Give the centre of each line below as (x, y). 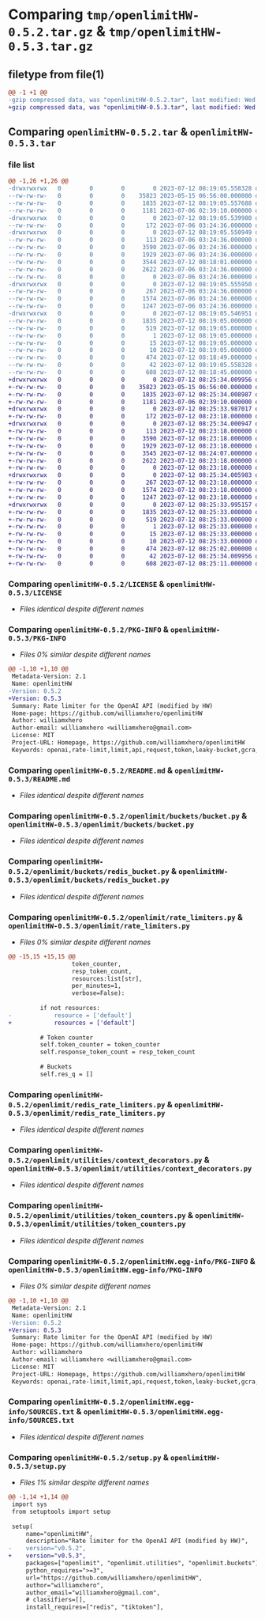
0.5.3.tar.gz (50, 47)
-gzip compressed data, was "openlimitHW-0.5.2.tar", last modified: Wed (132, 100)
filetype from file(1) (56, 74)
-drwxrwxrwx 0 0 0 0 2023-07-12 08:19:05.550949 (130, 233)
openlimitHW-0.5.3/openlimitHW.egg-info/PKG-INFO (105, 1270)
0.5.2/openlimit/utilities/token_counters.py (97, 1216)
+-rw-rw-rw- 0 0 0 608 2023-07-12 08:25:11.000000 (130, 563)
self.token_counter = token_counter (100, 1045)
